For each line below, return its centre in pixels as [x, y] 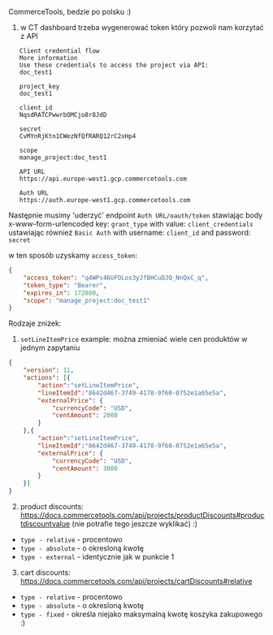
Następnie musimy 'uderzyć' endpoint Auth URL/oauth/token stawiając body [136, 215]
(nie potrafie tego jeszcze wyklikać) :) [134, 524]
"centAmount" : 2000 [84, 416]
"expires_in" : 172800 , [61, 293]
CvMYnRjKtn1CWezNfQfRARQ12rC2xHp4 [78, 136]
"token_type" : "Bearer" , [65, 285]
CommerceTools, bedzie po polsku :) [70, 12]
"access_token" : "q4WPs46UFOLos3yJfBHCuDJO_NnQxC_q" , [116, 278]
